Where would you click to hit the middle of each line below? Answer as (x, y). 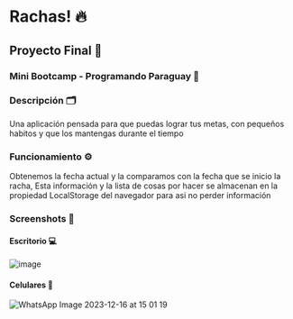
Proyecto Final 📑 (56, 50)
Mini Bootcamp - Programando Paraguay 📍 (105, 76)
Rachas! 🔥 (48, 17)
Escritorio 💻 (33, 241)
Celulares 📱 (32, 285)
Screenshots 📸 (42, 219)
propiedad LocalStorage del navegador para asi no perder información (140, 196)
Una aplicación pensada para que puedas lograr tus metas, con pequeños (147, 123)
